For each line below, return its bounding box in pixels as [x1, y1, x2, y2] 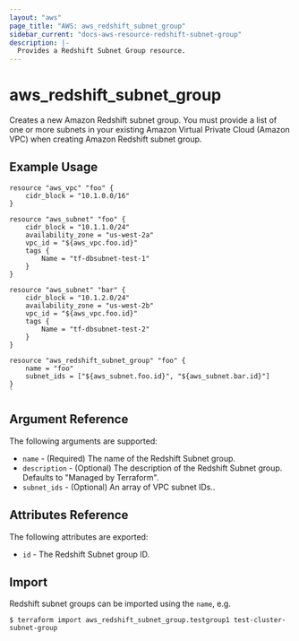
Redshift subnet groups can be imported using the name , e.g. [9, 598, 231, 610]
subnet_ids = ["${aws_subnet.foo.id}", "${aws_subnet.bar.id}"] [25, 371, 270, 381]
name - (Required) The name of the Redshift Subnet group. [21, 453, 235, 463]
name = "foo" [25, 364, 74, 373]
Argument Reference [9, 411, 129, 427]
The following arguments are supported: [9, 436, 158, 446]
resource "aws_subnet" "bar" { [9, 285, 126, 294]
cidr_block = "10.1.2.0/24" [25, 293, 130, 302]
